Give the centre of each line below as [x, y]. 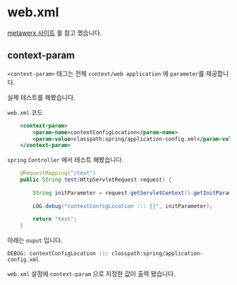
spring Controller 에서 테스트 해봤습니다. [66, 160]
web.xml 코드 [25, 112]
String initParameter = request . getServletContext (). [113, 193]
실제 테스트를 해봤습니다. [41, 97]
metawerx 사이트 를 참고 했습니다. [55, 33]
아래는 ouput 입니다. [35, 240]
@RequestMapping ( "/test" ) [58, 173]
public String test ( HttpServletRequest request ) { [96, 180]
